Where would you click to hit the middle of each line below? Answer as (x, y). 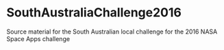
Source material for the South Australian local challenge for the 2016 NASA (112, 32)
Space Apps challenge (38, 38)
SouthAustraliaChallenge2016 (94, 13)
